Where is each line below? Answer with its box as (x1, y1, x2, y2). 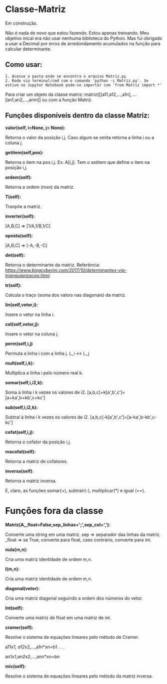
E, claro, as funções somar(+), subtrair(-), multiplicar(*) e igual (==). (5, 487, 145, 493)
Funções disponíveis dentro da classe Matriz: (5, 111, 150, 120)
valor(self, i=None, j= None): (5, 125, 65, 131)
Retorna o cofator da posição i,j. (5, 438, 71, 445)
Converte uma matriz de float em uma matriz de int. (5, 614, 111, 621)
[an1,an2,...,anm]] (5, 96, 41, 102)
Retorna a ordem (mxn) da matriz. (5, 184, 75, 190)
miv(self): (5, 663, 26, 669)
